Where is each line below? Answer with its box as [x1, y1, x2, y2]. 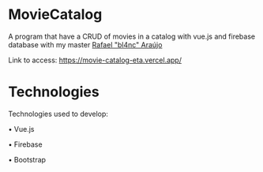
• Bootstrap [8, 155, 46, 164]
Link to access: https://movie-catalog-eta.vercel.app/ [8, 55, 182, 65]
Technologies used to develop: [8, 109, 109, 118]
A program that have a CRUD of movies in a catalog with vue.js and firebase [8, 32, 255, 41]
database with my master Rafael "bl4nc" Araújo [8, 39, 163, 49]
